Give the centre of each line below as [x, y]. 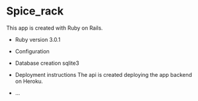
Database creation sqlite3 [47, 63]
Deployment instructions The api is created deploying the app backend [104, 74]
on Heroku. [29, 81]
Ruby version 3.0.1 [38, 39]
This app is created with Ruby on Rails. [54, 28]
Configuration [32, 51]
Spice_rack [35, 11]
